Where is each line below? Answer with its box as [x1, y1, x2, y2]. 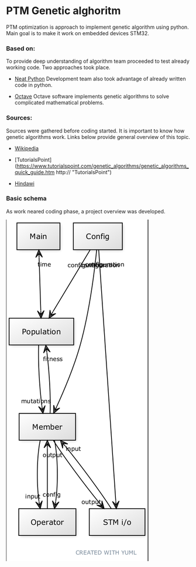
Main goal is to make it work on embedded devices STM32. [6, 29, 149, 36]
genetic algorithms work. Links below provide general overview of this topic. [6, 133, 190, 140]
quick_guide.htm [14, 168, 55, 175]
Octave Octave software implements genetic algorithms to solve [14, 93, 170, 100]
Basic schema [6, 195, 47, 203]
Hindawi [14, 180, 35, 187]
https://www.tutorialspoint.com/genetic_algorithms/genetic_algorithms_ [16, 162, 189, 169]
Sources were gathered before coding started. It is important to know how [6, 127, 185, 134]
